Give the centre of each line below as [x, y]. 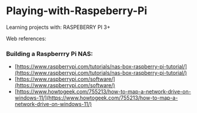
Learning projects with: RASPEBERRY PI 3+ [58, 27]
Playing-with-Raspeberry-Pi [77, 11]
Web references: [26, 38]
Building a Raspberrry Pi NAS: [49, 54]
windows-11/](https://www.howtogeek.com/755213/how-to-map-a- [96, 98]
